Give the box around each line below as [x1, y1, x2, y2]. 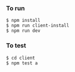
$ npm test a [6, 60, 38, 66]
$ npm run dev [6, 28, 41, 34]
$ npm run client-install [6, 22, 69, 29]
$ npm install [6, 18, 41, 24]
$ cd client [6, 55, 35, 61]
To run [6, 4, 25, 12]
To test [6, 41, 26, 50]
